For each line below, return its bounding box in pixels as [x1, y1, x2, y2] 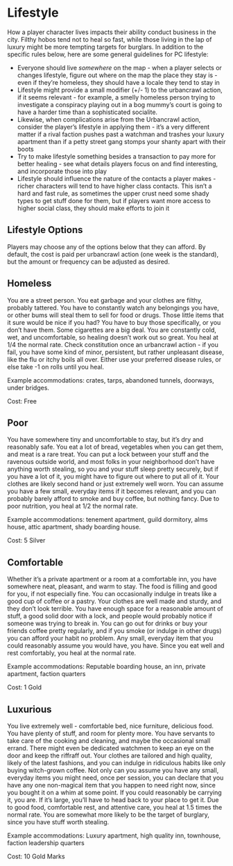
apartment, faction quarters [7, 670, 86, 678]
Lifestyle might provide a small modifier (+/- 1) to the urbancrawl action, [17, 86, 223, 94]
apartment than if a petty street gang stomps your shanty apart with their [17, 137, 226, 145]
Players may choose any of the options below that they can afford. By [7, 242, 206, 251]
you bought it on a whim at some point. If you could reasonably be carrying [7, 788, 222, 796]
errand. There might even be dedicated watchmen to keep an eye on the [7, 744, 214, 752]
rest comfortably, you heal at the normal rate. [7, 649, 137, 657]
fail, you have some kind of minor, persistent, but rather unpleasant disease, [7, 348, 224, 356]
